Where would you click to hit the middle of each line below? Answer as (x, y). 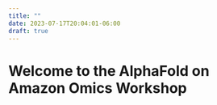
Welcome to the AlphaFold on (109, 71)
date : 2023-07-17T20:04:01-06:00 (65, 23)
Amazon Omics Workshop (98, 88)
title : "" (25, 16)
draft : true (28, 31)
